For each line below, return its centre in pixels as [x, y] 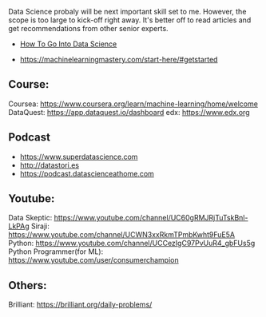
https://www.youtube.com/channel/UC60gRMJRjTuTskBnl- [151, 218]
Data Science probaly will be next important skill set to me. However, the [127, 12]
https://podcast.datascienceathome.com [87, 173]
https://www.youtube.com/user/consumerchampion [93, 260]
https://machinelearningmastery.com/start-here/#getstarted [119, 59]
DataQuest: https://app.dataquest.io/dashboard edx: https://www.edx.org [129, 112]
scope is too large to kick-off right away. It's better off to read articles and [130, 20]
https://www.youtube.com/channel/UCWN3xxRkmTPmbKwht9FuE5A [122, 235]
